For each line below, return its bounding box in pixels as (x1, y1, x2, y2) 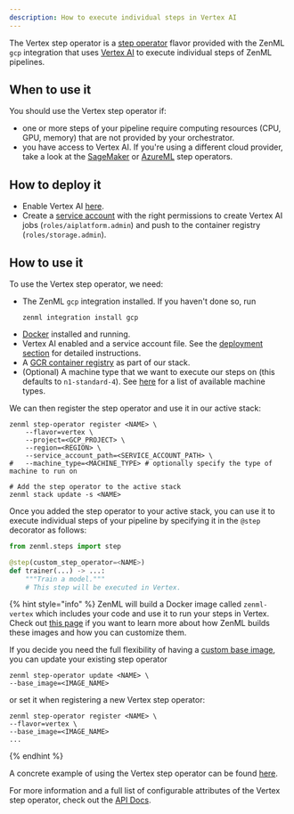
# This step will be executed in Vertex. (25, 582, 181, 592)
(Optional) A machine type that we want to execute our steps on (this (21, 367, 275, 378)
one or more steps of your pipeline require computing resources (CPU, (21, 123, 282, 134)
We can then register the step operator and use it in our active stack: (9, 403, 261, 414)
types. (21, 386, 46, 396)
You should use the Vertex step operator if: (9, 106, 167, 117)
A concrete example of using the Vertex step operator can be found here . (9, 768, 279, 779)
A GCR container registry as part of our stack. (21, 357, 191, 368)
